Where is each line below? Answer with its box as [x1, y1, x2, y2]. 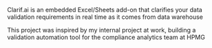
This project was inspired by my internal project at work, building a [7, 26, 196, 34]
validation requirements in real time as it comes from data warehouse [7, 13, 203, 21]
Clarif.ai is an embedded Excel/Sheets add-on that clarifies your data [7, 6, 203, 14]
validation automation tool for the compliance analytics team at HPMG [7, 33, 205, 41]
